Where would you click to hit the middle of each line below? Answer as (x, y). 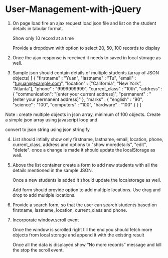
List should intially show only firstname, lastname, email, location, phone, (88, 139)
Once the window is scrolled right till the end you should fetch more (82, 229)
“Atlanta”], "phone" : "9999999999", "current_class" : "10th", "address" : (88, 88)
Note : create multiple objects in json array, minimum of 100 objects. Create (83, 114)
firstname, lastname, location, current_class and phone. (70, 210)
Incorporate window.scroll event (46, 220)
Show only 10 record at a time (43, 38)
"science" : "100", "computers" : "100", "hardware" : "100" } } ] (77, 104)
